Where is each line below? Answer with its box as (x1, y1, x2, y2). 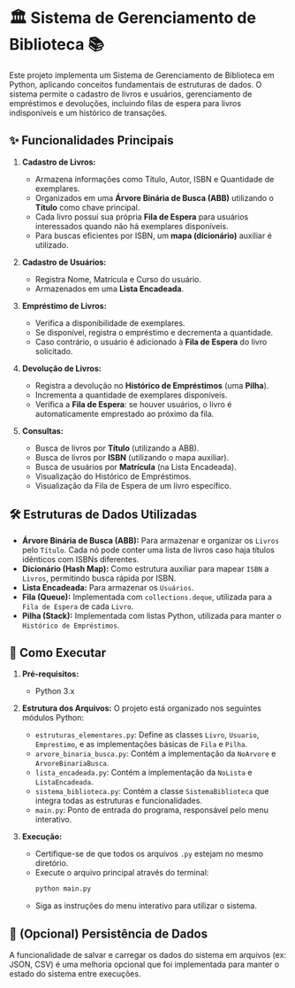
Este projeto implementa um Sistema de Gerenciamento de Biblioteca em (9, 69, 275, 81)
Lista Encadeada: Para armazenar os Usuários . (21, 582, 194, 592)
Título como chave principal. (34, 202, 140, 212)
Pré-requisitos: (21, 668, 79, 679)
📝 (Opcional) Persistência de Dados (9, 926, 208, 941)
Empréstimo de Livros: (21, 300, 108, 311)
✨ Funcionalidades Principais (9, 133, 174, 148)
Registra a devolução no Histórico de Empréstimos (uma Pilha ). (34, 380, 269, 390)
